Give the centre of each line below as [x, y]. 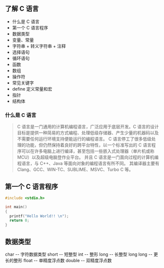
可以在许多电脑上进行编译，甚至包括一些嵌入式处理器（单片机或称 [88, 151]
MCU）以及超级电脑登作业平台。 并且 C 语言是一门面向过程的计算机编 [88, 157]
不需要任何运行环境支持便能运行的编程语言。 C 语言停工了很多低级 [84, 139]
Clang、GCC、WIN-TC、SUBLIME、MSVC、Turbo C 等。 [75, 170]
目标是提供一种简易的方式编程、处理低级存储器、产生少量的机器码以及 [88, 133]
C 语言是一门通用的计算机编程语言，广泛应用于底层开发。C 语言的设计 [88, 127]
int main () [16, 207]
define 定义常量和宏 [32, 89]
